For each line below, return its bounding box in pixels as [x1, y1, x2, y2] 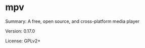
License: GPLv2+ [5, 37, 41, 44]
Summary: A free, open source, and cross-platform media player [5, 18, 140, 24]
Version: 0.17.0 [5, 28, 35, 34]
